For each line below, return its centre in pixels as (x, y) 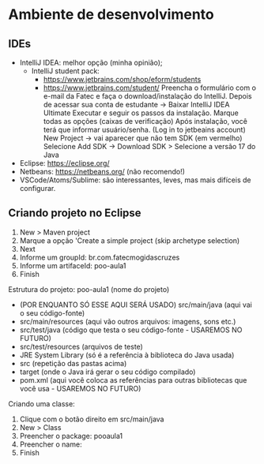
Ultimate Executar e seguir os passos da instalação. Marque (141, 113)
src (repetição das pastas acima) (73, 363)
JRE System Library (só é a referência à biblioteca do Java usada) (127, 355)
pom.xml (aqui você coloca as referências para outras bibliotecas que (133, 380)
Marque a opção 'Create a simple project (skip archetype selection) (130, 240)
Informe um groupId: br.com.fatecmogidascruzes (100, 257)
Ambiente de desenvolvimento (111, 15)
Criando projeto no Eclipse (75, 213)
